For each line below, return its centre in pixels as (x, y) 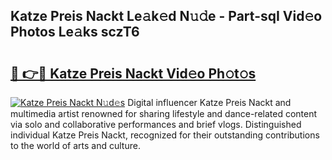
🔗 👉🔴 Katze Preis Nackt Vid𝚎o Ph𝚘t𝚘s (133, 73)
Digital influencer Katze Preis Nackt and (209, 102)
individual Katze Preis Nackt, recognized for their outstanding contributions (165, 135)
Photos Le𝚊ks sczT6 (75, 32)
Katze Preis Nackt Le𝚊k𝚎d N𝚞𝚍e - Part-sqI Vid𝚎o (166, 16)
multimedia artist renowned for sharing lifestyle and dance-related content (164, 113)
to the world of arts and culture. (75, 145)
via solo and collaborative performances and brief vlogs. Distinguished (156, 124)
